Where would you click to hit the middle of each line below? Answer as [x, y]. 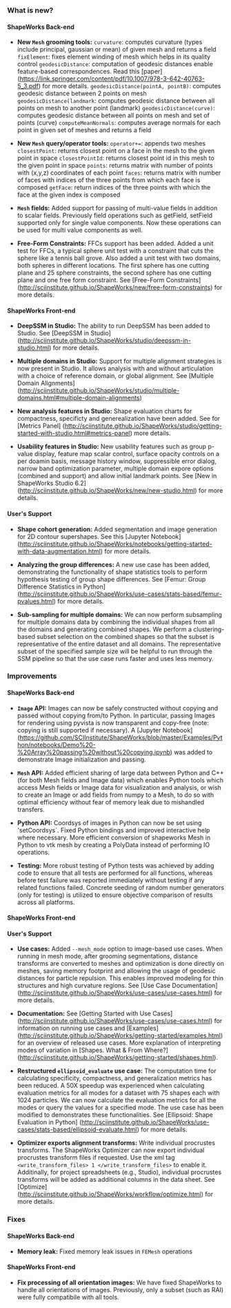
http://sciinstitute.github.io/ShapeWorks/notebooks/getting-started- [116, 544]
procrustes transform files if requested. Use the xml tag [96, 1158]
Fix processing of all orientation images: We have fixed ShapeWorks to [119, 1282]
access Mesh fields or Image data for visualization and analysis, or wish [119, 787]
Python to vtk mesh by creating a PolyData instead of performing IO [113, 844]
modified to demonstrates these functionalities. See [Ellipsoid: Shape [115, 1115]
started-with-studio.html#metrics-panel [73, 433]
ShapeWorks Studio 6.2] [51, 483]
